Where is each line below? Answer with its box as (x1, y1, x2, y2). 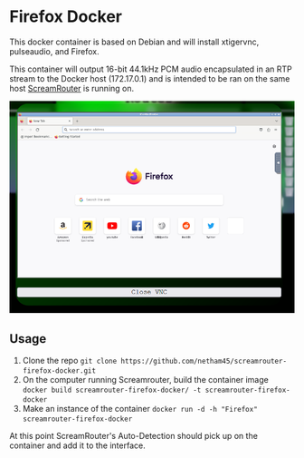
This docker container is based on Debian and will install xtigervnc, (9, 36, 260, 47)
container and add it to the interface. (9, 440, 147, 451)
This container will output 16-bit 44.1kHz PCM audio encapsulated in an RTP (9, 63, 292, 74)
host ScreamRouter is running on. (9, 83, 135, 93)
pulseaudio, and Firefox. (9, 45, 100, 56)
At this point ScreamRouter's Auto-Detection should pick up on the (9, 431, 258, 442)
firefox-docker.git (22, 366, 97, 375)
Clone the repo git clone (22, 356, 118, 366)
